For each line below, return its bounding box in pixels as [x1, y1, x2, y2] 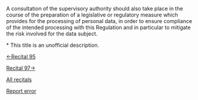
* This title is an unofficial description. [6, 41, 100, 49]
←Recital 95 [6, 53, 36, 60]
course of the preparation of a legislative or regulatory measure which [6, 11, 178, 18]
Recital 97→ [6, 64, 36, 72]
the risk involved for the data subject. [6, 30, 98, 37]
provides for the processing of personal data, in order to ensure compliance [6, 18, 193, 24]
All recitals [6, 76, 32, 83]
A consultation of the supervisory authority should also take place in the [6, 5, 183, 12]
